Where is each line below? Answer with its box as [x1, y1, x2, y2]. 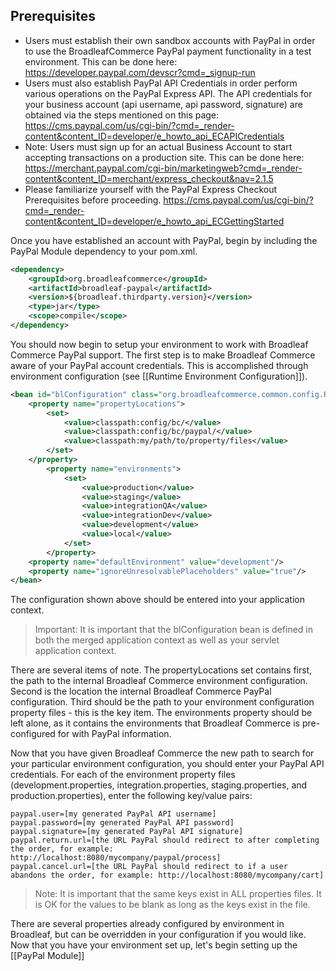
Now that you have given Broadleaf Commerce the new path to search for [10, 747, 315, 759]
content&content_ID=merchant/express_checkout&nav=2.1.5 [24, 172, 274, 184]
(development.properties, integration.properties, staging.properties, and [10, 779, 308, 791]
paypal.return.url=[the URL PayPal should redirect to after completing [10, 835, 320, 846]
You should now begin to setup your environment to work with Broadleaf [10, 338, 309, 350]
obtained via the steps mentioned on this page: [24, 109, 220, 121]
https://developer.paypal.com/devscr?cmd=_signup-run [24, 66, 256, 78]
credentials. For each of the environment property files [10, 769, 236, 781]
